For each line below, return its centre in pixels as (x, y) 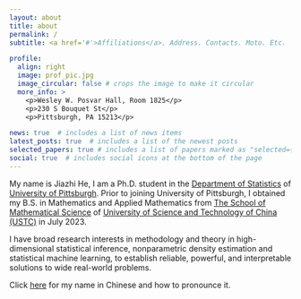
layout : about (36, 17)
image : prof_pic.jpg (56, 76)
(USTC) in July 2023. (48, 221)
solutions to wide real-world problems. (81, 267)
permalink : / (34, 34)
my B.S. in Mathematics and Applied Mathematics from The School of (138, 202)
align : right (42, 67)
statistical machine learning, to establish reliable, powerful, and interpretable (150, 258)
